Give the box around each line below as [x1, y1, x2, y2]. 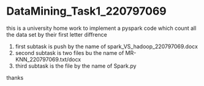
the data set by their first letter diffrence [6, 30, 107, 38]
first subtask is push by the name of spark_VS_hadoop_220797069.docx [15, 43, 198, 50]
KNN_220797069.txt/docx [15, 56, 81, 63]
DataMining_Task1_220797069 [6, 4, 167, 18]
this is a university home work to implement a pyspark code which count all [6, 24, 197, 32]
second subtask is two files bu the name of [15, 49, 124, 56]
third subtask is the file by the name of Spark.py [15, 62, 137, 70]
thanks [6, 74, 24, 81]
